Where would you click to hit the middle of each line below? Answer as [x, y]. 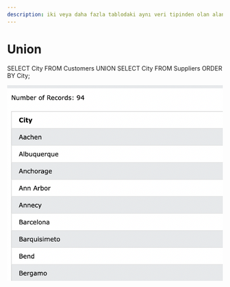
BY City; [19, 75]
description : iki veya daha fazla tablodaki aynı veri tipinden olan [108, 14]
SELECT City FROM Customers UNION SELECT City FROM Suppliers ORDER [115, 68]
